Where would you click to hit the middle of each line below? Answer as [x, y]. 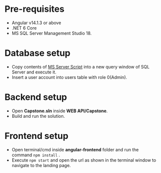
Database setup [38, 53]
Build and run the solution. [38, 116]
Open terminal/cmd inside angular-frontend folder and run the [75, 149]
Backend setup [36, 97]
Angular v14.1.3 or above [36, 23]
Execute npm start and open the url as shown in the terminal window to [84, 160]
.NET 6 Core [24, 28]
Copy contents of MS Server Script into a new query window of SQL [80, 67]
